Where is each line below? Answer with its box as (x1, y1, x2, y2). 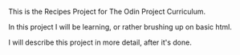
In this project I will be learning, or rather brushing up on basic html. (8, 22, 233, 31)
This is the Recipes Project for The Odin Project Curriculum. (8, 7, 206, 16)
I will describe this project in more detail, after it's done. (8, 37, 193, 47)
